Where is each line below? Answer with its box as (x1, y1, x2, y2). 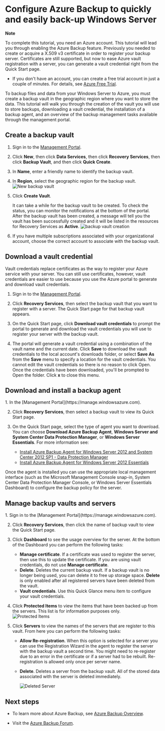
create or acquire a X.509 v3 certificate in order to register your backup (5, 50, 151, 56)
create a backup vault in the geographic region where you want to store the (5, 95, 159, 102)
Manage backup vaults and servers (5, 499, 116, 507)
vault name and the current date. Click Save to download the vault (12, 346, 147, 351)
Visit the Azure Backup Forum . (12, 720, 74, 726)
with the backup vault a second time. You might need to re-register (19, 648, 156, 654)
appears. (12, 311, 31, 317)
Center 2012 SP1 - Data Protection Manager (19, 454, 108, 460)
